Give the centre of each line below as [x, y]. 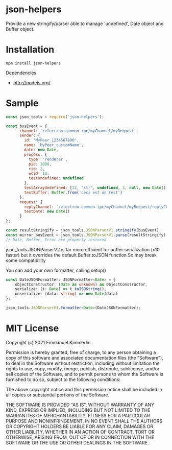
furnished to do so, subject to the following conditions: [63, 380]
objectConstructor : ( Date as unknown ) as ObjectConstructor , [81, 285]
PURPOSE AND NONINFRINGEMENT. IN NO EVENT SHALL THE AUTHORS [84, 421]
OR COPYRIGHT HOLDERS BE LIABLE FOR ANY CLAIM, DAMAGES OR [80, 426]
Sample [22, 103]
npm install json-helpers [33, 63]
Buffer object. [20, 29]
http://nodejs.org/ [32, 82]
